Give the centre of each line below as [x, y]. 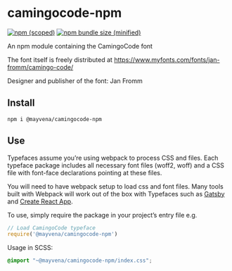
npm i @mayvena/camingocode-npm [54, 119]
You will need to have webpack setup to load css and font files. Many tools [115, 186]
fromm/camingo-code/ [40, 67]
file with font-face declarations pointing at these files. [85, 172]
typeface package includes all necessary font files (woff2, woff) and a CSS [116, 165]
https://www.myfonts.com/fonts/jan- [167, 59]
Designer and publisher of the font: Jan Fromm [75, 81]
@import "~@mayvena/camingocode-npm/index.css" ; [80, 261]
